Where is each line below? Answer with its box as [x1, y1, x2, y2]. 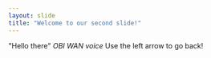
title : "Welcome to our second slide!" [8, 19, 142, 27]
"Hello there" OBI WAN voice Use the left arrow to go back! [8, 41, 204, 50]
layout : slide [8, 11, 56, 20]
